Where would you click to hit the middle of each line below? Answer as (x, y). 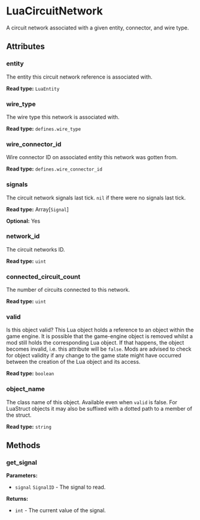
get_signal (22, 462)
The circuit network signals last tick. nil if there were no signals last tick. (96, 198)
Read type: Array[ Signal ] (37, 209)
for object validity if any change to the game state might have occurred (94, 355)
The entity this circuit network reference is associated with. (79, 77)
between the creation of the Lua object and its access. (73, 362)
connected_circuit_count (43, 276)
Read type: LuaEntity (33, 88)
